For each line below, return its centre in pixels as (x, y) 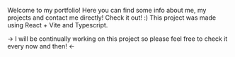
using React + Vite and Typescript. (58, 25)
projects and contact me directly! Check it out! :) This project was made (112, 18)
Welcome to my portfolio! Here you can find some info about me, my (107, 10)
